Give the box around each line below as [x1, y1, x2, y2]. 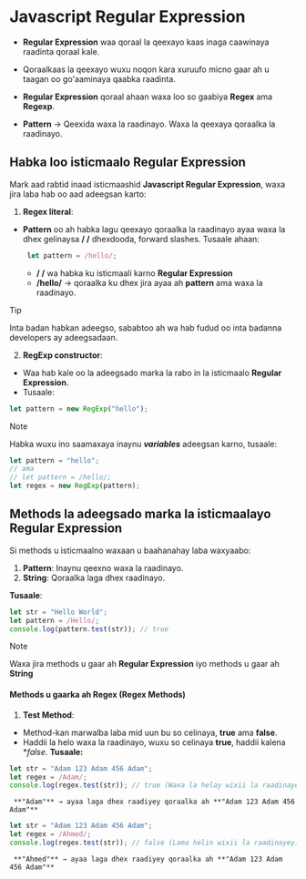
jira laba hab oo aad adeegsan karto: [9, 189, 147, 199]
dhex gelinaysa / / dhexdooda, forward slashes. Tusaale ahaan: [22, 233, 260, 244]
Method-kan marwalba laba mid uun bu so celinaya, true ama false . [22, 727, 278, 738]
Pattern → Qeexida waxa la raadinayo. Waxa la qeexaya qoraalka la [22, 118, 276, 129]
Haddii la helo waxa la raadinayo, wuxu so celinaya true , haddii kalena [22, 736, 286, 748]
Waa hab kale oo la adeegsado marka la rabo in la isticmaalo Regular [22, 367, 282, 378]
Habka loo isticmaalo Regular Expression [9, 155, 246, 170]
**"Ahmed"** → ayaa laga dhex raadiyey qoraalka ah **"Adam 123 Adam [13, 854, 283, 864]
